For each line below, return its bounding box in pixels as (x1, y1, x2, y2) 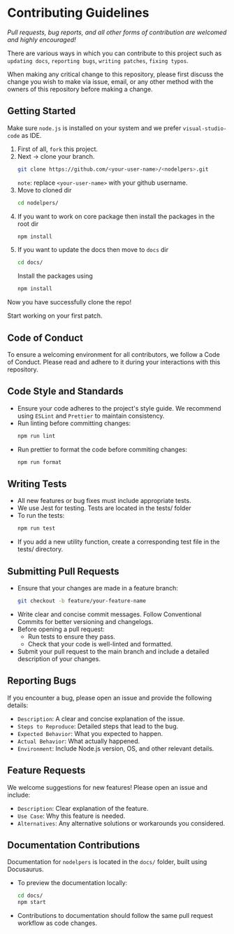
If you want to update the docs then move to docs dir (17, 246, 169, 254)
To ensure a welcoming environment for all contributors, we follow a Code (7, 350, 220, 358)
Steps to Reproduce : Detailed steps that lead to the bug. (17, 722, 179, 730)
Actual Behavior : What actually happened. (17, 737, 140, 745)
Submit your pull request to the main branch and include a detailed (17, 647, 210, 656)
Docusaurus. (7, 865, 44, 874)
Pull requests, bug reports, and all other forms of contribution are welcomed (7, 28, 227, 36)
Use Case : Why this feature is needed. (17, 812, 126, 820)
